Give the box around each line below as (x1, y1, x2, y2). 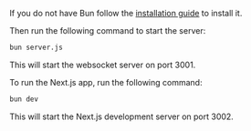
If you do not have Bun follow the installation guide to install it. (9, 8, 243, 18)
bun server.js (9, 43, 64, 52)
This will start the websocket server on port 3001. (9, 59, 196, 70)
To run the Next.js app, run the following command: (9, 76, 203, 87)
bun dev (9, 95, 39, 104)
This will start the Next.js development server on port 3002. (9, 111, 235, 122)
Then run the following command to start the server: (9, 25, 206, 35)
